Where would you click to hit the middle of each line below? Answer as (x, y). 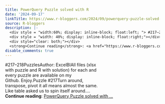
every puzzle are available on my (39, 75)
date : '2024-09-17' (25, 14)
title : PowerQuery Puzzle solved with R (47, 10)
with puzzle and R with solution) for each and (51, 70)
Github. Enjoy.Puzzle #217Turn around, (44, 80)
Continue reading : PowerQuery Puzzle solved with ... (59, 96)
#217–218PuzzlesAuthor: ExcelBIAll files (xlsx (51, 65)
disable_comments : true (29, 51)
